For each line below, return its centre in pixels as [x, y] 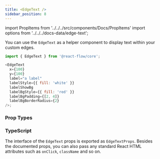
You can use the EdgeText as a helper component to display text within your [80, 42]
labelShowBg [22, 87]
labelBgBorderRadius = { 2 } [34, 101]
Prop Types [19, 118]
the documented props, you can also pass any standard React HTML [73, 146]
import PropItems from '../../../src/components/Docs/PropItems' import [75, 28]
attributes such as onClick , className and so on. [53, 152]
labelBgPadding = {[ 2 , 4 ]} [34, 96]
